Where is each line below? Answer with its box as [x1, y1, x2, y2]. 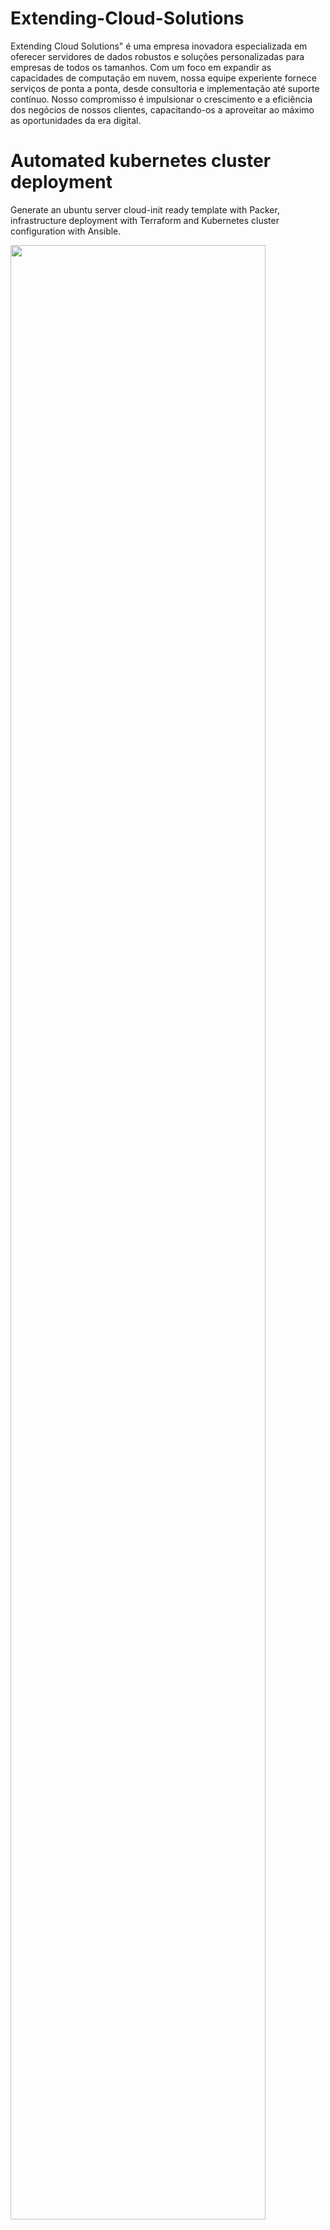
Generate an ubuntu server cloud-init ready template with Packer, [10, 203, 280, 216]
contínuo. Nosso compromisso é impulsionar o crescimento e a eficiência [10, 93, 313, 105]
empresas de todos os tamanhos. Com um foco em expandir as [10, 61, 272, 73]
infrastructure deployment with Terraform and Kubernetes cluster [10, 214, 280, 226]
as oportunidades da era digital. [10, 114, 142, 126]
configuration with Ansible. [10, 225, 122, 237]
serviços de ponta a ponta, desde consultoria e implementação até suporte [10, 82, 320, 94]
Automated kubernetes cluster [10, 150, 272, 172]
